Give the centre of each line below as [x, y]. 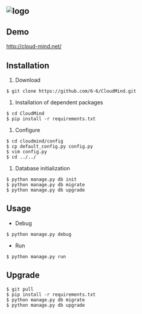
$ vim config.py [27, 152]
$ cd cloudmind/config [35, 141]
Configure [27, 130]
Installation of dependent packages [59, 102]
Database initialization [43, 169]
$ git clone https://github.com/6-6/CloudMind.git [71, 92]
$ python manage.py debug [39, 234]
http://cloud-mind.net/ [34, 47]
